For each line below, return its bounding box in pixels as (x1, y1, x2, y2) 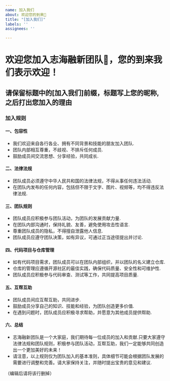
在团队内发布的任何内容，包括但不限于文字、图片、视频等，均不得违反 (12, 184, 160, 190)
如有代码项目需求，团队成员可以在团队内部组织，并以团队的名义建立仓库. (12, 259, 165, 265)
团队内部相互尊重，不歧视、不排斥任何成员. (12, 147, 103, 153)
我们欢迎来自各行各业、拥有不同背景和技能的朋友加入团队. (12, 140, 134, 146)
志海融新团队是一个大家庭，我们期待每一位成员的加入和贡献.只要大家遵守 (12, 334, 165, 340)
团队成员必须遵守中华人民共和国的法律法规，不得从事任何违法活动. (12, 178, 152, 184)
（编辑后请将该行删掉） (5, 370, 54, 376)
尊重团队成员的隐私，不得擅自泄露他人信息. (12, 228, 103, 234)
